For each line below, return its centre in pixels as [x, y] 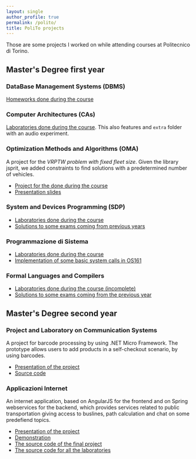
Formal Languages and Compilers [55, 276]
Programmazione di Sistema [47, 241]
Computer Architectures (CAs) [51, 114]
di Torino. [18, 51]
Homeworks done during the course [50, 99]
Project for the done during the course [61, 186]
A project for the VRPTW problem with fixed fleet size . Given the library [92, 161]
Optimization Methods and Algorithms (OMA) [72, 149]
